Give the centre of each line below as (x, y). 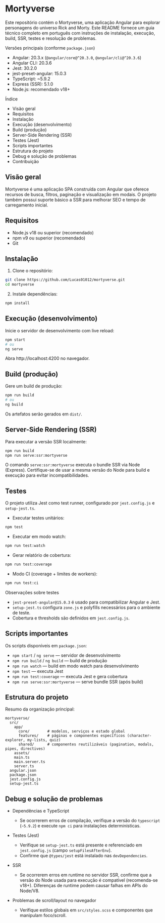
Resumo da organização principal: (40, 709)
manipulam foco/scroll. (43, 916)
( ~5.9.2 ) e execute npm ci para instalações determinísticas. (80, 826)
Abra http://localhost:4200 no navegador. (48, 358)
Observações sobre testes (32, 592)
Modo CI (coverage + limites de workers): (55, 574)
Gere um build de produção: (34, 386)
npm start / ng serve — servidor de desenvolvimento (66, 655)
